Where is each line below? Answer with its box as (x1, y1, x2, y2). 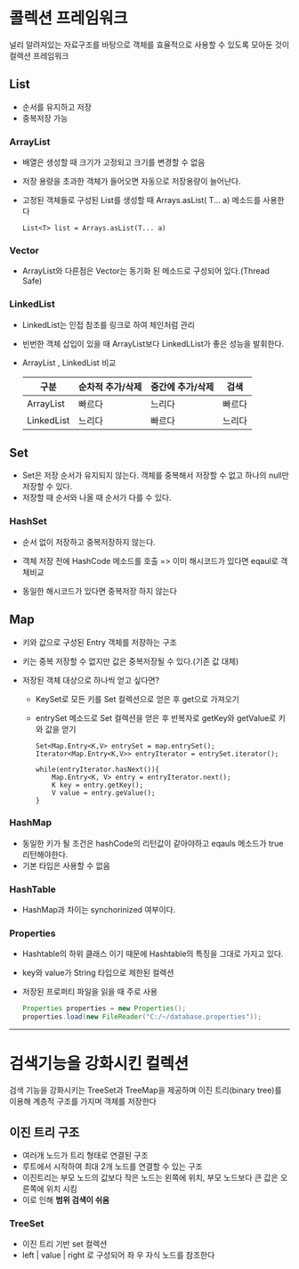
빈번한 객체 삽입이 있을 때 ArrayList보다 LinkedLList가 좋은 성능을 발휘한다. (21, 338, 285, 348)
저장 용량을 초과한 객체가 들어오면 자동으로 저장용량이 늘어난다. (21, 176, 242, 187)
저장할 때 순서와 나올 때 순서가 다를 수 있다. (21, 492, 172, 504)
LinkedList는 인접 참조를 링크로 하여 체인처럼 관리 (21, 319, 196, 330)
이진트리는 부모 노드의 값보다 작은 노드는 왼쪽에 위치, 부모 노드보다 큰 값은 (21, 1172, 279, 1183)
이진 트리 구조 (9, 1125, 80, 1140)
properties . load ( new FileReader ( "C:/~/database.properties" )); (21, 1012, 263, 1021)
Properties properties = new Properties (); (21, 1004, 187, 1013)
